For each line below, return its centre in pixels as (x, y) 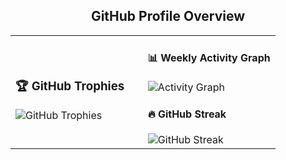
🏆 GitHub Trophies (70, 86)
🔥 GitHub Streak (187, 114)
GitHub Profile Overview (168, 16)
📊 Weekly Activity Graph (209, 58)
